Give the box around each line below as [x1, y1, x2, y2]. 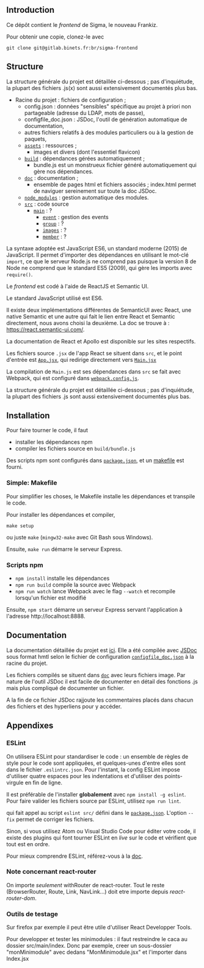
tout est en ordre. [6, 840, 50, 847]
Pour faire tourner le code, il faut [6, 427, 89, 434]
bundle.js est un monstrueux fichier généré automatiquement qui [33, 161, 197, 168]
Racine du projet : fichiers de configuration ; [15, 96, 126, 103]
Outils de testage [6, 909, 59, 918]
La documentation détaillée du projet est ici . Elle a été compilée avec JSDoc [6, 646, 197, 654]
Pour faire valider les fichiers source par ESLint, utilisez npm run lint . [6, 797, 181, 805]
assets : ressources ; [24, 141, 77, 149]
